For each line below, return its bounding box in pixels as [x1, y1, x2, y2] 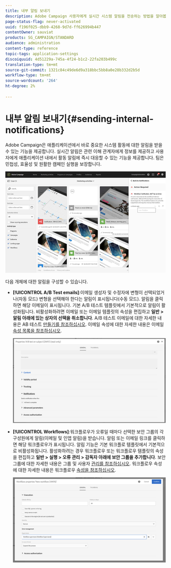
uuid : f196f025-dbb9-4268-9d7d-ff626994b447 [5, 24, 101, 30]
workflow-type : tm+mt [5, 73, 51, 78]
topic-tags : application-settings [5, 51, 79, 56]
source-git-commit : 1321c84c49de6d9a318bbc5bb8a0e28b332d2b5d [5, 67, 140, 72]
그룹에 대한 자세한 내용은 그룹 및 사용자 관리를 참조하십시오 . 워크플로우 [12, 460, 153, 467]
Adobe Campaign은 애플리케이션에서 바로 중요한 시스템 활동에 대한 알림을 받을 [5, 142, 163, 148]
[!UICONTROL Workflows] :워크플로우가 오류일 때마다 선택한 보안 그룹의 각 [12, 428, 164, 434]
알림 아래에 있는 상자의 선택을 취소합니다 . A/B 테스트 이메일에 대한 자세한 [12, 315, 157, 321]
